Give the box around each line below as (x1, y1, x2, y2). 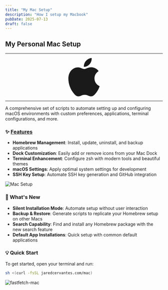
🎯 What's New (5, 193, 40, 200)
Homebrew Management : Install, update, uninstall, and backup (12, 139, 143, 145)
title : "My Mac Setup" (5, 7, 52, 12)
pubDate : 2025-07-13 (5, 16, 48, 21)
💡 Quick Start (5, 249, 38, 256)
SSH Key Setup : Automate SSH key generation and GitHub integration (12, 171, 156, 177)
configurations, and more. (5, 115, 58, 121)
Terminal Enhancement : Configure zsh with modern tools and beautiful (12, 155, 160, 161)
